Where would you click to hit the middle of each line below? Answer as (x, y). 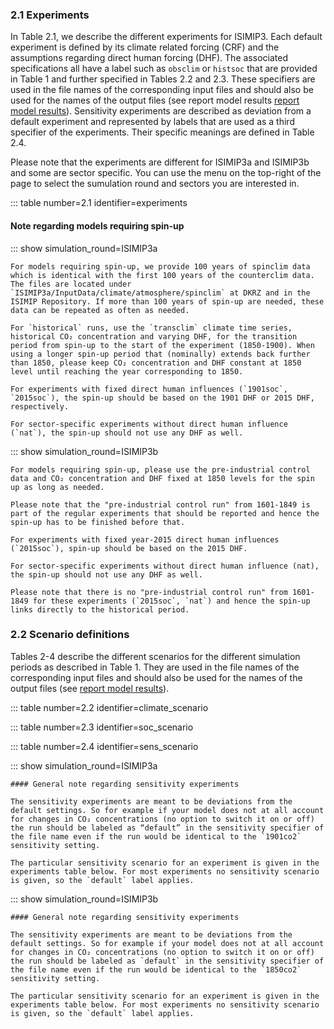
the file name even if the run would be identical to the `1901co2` (156, 836)
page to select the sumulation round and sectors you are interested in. (155, 184)
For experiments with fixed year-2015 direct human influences (145, 539)
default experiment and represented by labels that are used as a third (152, 122)
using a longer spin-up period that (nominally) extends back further (160, 354)
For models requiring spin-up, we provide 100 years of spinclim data (160, 266)
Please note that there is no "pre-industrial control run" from (149, 592)
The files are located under (71, 284)
